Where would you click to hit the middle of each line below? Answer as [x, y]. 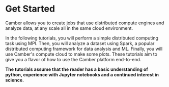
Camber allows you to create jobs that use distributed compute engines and [85, 23]
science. [15, 80]
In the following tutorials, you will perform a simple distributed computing [82, 38]
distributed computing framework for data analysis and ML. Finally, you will [84, 49]
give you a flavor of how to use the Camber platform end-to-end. [73, 59]
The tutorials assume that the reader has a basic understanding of [77, 69]
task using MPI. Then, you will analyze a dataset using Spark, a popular [80, 43]
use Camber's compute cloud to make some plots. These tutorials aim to [81, 54]
